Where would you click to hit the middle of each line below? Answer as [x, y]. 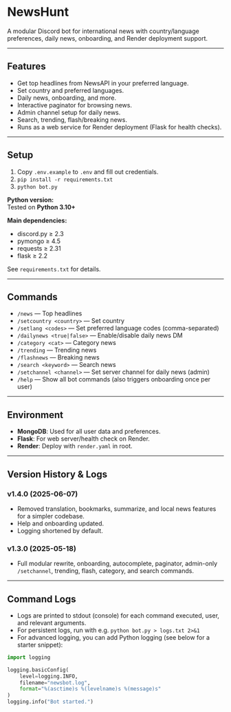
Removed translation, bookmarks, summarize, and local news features [117, 509]
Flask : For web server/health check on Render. [83, 439]
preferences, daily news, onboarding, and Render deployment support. [108, 38]
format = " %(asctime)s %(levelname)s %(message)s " [90, 689]
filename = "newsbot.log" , [55, 682]
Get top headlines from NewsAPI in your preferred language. [103, 83]
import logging [29, 657]
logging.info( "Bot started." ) [51, 702]
